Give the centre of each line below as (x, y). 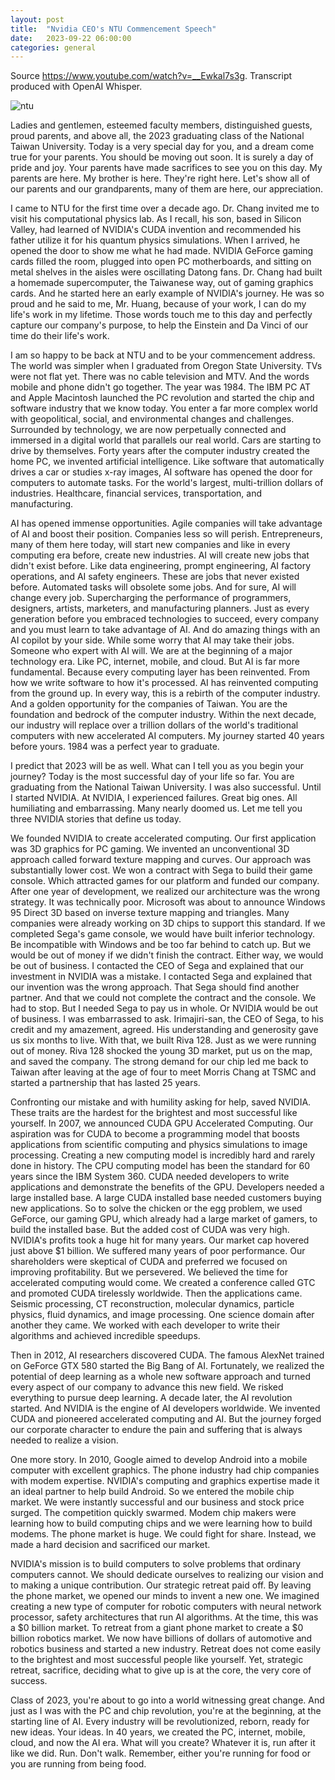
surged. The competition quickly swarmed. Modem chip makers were (153, 1513)
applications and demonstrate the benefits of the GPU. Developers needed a (167, 1187)
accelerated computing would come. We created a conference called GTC (163, 1283)
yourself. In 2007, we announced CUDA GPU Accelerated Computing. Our (162, 1123)
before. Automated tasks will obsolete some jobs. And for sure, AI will (153, 587)
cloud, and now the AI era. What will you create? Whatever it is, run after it (163, 1743)
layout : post (37, 19)
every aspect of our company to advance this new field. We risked (147, 1387)
